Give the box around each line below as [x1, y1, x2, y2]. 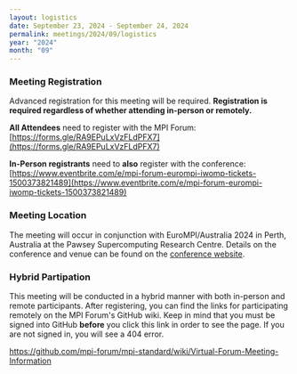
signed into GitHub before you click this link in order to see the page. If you [9, 320, 285, 330]
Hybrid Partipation [9, 271, 91, 283]
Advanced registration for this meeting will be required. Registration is [9, 95, 269, 107]
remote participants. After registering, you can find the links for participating [9, 300, 289, 312]
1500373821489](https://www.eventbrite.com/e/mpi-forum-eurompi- [9, 177, 263, 188]
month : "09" [9, 46, 53, 55]
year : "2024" [9, 37, 58, 47]
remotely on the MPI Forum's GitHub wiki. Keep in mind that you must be [9, 310, 276, 321]
